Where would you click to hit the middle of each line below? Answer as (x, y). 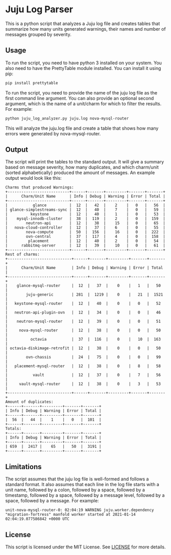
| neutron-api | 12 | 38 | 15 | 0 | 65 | (86, 223)
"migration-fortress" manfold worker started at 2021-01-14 (71, 515)
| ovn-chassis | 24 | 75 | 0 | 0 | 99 (83, 357)
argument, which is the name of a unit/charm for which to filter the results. (83, 104)
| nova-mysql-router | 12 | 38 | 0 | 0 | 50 (83, 330)
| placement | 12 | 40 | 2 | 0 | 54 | (86, 241)
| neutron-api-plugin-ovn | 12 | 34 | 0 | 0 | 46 (83, 312)
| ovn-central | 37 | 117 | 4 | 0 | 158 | (86, 237)
